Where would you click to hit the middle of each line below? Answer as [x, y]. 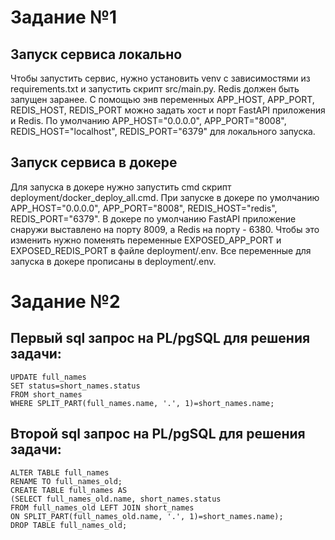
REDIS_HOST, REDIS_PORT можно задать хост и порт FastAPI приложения [168, 110]
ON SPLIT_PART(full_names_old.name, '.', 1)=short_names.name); [147, 516]
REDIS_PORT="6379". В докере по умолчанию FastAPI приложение [153, 218]
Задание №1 [64, 17]
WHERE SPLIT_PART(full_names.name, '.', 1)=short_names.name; [142, 403]
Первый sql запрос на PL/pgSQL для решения [160, 338]
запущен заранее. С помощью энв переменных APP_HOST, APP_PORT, [162, 99]
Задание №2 [65, 302]
